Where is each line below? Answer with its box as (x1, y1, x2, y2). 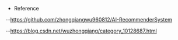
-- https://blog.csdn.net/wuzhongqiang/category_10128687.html (5, 27, 157, 34)
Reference (13, 5, 39, 12)
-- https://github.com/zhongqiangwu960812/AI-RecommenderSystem (5, 16, 173, 23)
